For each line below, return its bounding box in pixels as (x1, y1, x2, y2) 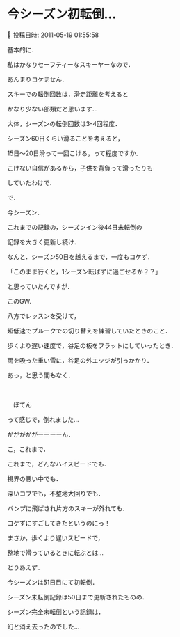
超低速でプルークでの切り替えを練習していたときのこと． (7, 327, 172, 335)
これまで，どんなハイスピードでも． (7, 459, 111, 468)
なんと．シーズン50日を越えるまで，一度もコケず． (7, 252, 154, 261)
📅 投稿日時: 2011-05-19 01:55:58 (7, 31, 99, 39)
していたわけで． (7, 178, 56, 187)
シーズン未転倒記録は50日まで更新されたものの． (7, 592, 149, 601)
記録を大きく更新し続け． (7, 237, 81, 246)
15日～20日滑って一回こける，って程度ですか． (7, 149, 142, 157)
